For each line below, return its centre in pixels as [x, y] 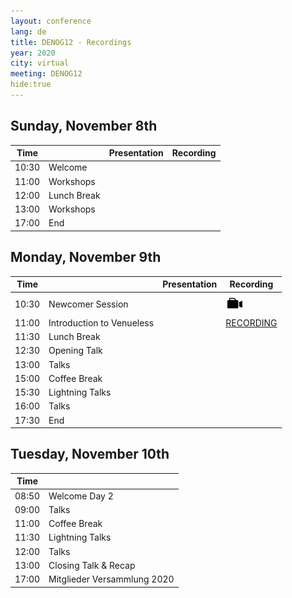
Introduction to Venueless [101, 322]
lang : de [28, 31]
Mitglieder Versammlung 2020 [111, 579]
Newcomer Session [88, 304]
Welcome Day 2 [81, 496]
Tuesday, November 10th [90, 454]
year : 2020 [33, 53]
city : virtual [40, 63]
